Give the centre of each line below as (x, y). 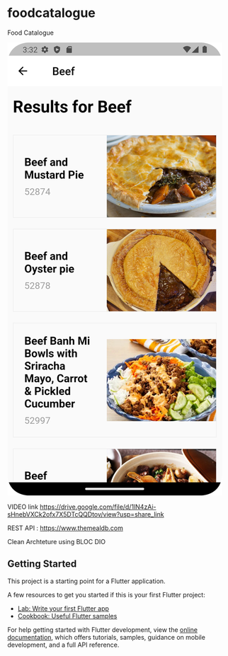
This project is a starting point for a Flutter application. (86, 581)
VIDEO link (23, 507)
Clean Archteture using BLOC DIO (57, 541)
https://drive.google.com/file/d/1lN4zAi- (98, 507)
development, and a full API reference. (63, 645)
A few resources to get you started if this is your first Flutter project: (106, 594)
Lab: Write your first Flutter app (63, 608)
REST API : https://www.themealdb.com (65, 528)
